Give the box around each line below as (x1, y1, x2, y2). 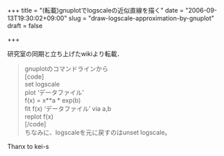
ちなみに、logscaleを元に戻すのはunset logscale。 (24, 129, 171, 136)
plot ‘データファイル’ (24, 89, 84, 96)
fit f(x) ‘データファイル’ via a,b (24, 105, 112, 112)
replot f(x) (24, 112, 54, 121)
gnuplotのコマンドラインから (24, 65, 109, 72)
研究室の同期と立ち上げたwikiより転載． (7, 50, 124, 58)
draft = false (7, 22, 43, 30)
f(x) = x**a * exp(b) (24, 96, 81, 104)
